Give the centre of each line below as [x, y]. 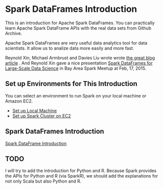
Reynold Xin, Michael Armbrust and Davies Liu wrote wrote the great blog [80, 57]
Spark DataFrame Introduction [36, 143]
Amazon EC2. [19, 101]
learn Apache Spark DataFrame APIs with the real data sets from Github [78, 28]
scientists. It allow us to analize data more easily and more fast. [70, 48]
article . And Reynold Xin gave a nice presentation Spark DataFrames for [79, 63]
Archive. [14, 33]
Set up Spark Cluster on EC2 [41, 116]
